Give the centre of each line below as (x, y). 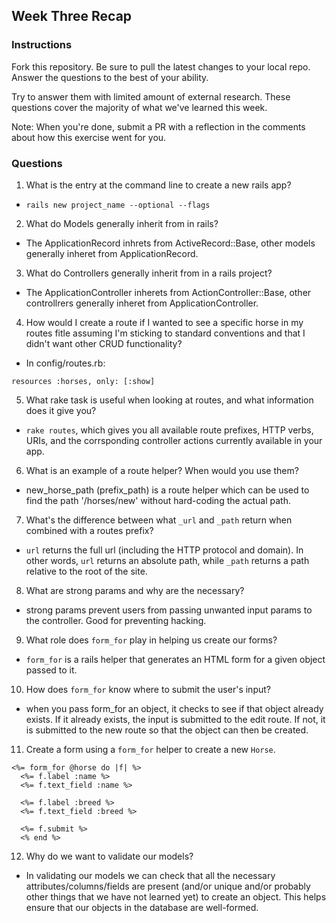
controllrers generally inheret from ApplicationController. (142, 303)
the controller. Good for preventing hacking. (116, 620)
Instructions (42, 45)
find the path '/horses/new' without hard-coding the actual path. (158, 500)
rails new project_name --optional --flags (118, 205)
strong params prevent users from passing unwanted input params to (169, 610)
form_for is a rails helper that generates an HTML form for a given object (175, 659)
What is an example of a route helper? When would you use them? (162, 470)
